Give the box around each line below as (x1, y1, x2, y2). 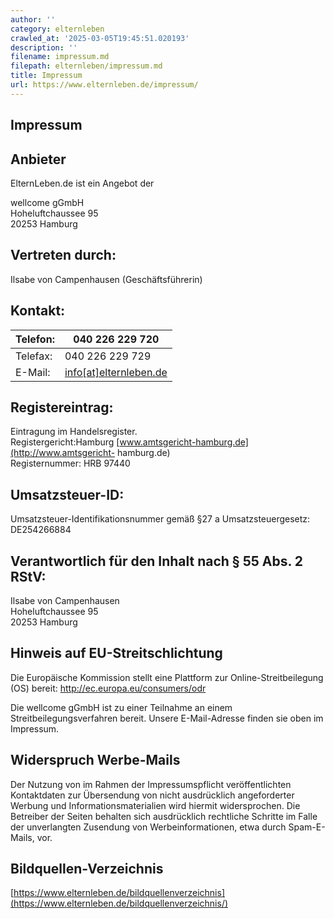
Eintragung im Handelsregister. (10, 426, 138, 438)
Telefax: (15, 349, 53, 363)
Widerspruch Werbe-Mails (10, 752, 181, 769)
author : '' (10, 14, 56, 25)
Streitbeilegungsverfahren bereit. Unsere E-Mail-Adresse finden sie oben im (10, 712, 324, 724)
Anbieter (10, 151, 67, 168)
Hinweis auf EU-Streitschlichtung (10, 645, 223, 662)
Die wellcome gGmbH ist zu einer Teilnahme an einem (10, 701, 233, 713)
